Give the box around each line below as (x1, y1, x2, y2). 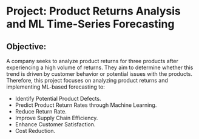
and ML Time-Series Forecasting (6, 17, 175, 31)
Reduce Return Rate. (15, 108, 67, 115)
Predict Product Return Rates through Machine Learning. (15, 101, 157, 109)
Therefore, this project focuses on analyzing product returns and (6, 77, 169, 84)
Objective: (6, 41, 47, 52)
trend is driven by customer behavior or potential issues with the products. (6, 70, 193, 77)
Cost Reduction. (15, 127, 56, 134)
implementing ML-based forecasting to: (6, 83, 105, 90)
